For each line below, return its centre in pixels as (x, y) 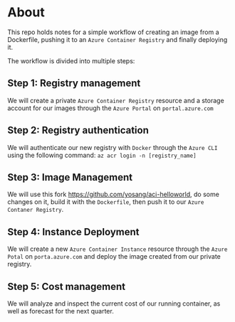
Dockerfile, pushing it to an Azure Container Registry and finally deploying (117, 39)
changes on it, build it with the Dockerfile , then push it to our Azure (106, 202)
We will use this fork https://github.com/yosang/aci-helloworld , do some (113, 194)
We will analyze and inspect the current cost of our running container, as (114, 304)
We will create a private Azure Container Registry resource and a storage (116, 100)
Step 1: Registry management (74, 84)
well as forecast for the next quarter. (61, 311)
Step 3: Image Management (70, 177)
